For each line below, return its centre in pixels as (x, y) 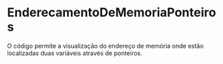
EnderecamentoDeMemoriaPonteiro (112, 13)
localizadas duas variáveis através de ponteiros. (75, 53)
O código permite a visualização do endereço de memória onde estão (105, 46)
